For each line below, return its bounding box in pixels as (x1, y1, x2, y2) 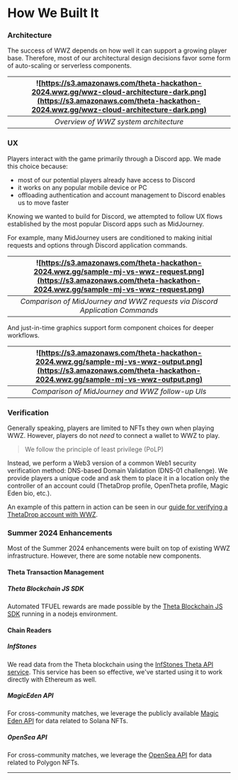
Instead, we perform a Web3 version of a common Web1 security (7, 459, 197, 468)
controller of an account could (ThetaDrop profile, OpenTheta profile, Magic (7, 481, 229, 490)
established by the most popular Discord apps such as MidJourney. (7, 219, 205, 228)
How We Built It (7, 5, 99, 21)
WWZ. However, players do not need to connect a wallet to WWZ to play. (7, 432, 220, 440)
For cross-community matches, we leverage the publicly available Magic (7, 709, 219, 718)
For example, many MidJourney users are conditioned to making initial (7, 233, 212, 242)
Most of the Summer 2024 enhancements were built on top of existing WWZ (7, 544, 230, 553)
